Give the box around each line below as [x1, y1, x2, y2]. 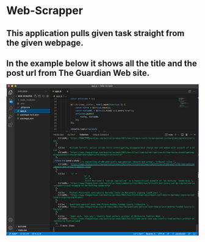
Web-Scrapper [6, 4, 84, 18]
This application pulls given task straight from [6, 28, 185, 38]
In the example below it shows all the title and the [6, 58, 197, 68]
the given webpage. [6, 37, 84, 48]
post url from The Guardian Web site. [6, 68, 150, 78]
